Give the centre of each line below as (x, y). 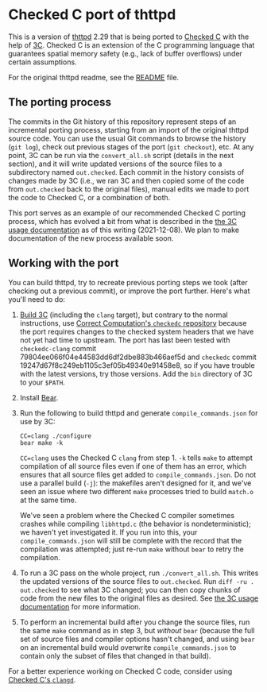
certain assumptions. (43, 62)
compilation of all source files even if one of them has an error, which (133, 466)
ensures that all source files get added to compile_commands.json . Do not (138, 474)
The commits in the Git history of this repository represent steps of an (122, 122)
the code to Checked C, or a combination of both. (89, 197)
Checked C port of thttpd (92, 15)
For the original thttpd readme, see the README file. (94, 77)
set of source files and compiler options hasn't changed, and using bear (137, 639)
